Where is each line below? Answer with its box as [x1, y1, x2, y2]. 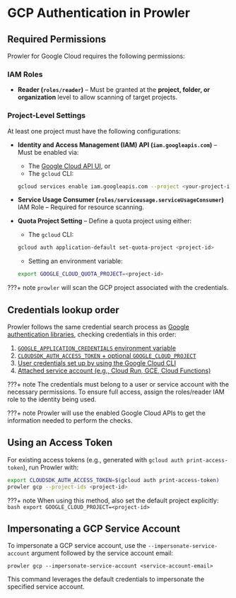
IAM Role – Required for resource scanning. [17, 203, 145, 211]
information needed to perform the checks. [7, 416, 133, 425]
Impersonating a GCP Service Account [7, 522, 180, 534]
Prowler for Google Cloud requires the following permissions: [7, 52, 185, 60]
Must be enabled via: [17, 148, 79, 156]
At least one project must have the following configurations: [7, 127, 182, 135]
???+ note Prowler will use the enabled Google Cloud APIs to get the [7, 409, 206, 418]
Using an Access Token [7, 437, 113, 449]
